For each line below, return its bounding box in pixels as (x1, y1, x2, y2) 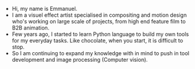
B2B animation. (11, 24, 50, 31)
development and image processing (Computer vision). (11, 56, 148, 63)
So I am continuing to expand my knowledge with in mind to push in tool (11, 50, 190, 56)
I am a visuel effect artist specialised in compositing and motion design (11, 11, 187, 19)
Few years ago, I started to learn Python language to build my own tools (11, 31, 190, 38)
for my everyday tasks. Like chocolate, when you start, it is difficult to (11, 37, 184, 44)
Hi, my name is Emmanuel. (11, 5, 78, 12)
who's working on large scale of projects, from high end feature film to (11, 18, 186, 25)
